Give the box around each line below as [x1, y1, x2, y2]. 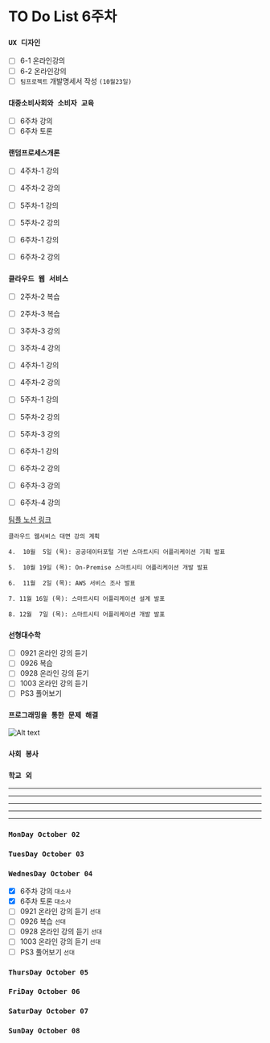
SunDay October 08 [8, 1026, 80, 1036]
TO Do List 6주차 [8, 7, 117, 26]
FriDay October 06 [8, 987, 80, 996]
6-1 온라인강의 [19, 56, 66, 65]
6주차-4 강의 [19, 497, 61, 507]
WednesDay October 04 [8, 869, 93, 878]
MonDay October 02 [8, 830, 80, 838]
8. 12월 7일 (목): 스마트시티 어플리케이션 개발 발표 [8, 610, 166, 619]
